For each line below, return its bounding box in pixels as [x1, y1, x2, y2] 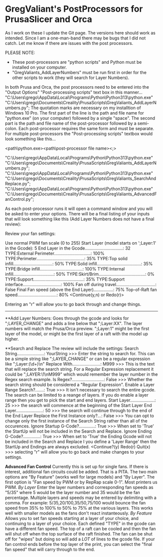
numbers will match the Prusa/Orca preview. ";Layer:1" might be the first [5, 326, 149, 331]
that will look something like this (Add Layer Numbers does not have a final [5, 216, 154, 222]
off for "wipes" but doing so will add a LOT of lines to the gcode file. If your [5, 536, 155, 542]
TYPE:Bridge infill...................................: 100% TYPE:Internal [5, 266, 125, 271]
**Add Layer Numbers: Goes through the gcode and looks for [5, 315, 129, 321]
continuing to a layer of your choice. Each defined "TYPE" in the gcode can [5, 520, 156, 526]
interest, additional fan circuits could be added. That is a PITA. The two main [5, 469, 158, 475]
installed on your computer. [12, 64, 67, 70]
